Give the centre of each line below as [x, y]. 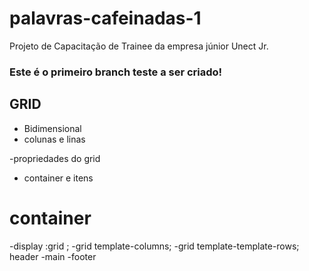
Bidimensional [52, 128]
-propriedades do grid [55, 158]
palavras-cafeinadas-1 [105, 18]
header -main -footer [53, 256]
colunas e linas [54, 139]
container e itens [58, 178]
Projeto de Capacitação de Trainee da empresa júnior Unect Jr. [139, 46]
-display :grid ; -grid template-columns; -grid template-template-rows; [154, 246]
